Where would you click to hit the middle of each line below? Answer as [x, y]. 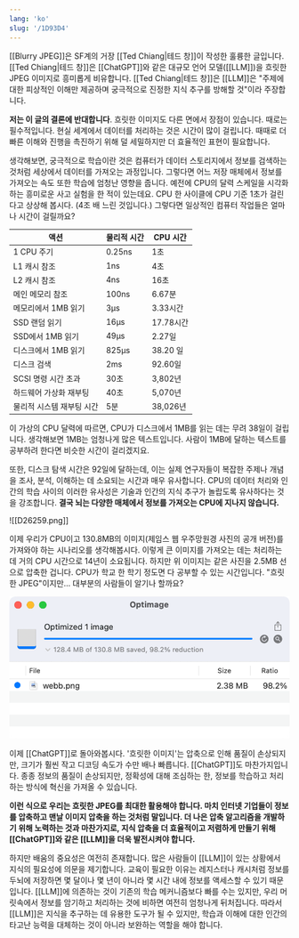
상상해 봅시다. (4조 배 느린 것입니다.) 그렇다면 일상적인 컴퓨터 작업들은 [147, 205]
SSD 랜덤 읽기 [37, 322]
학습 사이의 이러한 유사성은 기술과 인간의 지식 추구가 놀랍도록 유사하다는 [150, 491]
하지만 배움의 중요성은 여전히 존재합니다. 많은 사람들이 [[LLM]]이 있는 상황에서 [145, 858]
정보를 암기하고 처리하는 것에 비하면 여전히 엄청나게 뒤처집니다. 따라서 [161, 902]
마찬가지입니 [266, 764]
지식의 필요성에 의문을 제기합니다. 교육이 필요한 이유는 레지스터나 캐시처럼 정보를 [149, 869]
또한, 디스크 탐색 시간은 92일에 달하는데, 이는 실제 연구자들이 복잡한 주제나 [138, 469]
